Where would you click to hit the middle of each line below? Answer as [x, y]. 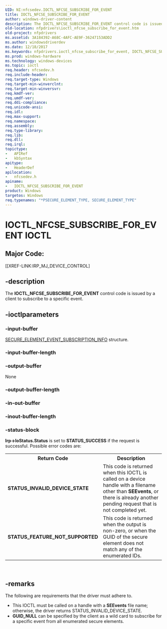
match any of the [123, 550]
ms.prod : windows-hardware [33, 56]
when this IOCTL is [125, 473]
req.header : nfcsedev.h [30, 70]
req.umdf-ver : [20, 98]
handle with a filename [129, 485]
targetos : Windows [24, 195]
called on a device [124, 479]
